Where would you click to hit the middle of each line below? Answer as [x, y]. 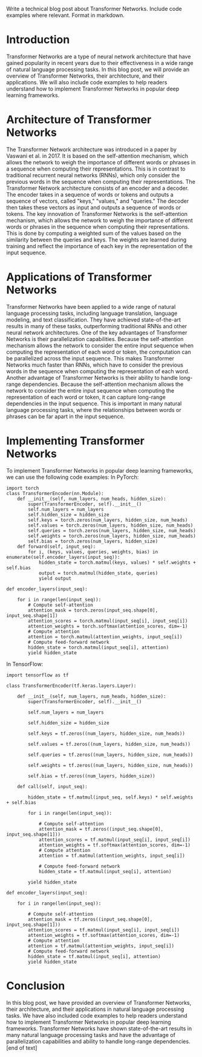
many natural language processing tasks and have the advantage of [91, 1035]
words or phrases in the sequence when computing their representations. [98, 226]
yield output [55, 578]
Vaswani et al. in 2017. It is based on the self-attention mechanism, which [97, 156]
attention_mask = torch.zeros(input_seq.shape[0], [93, 610]
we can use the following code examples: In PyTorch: [73, 477]
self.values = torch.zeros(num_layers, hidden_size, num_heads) [111, 525]
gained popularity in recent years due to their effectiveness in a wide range [100, 62]
